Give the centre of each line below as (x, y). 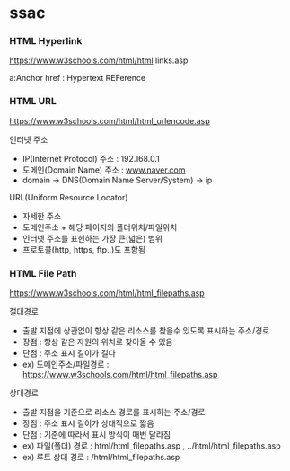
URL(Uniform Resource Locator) (69, 197)
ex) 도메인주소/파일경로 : (66, 364)
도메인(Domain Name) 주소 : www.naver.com (104, 170)
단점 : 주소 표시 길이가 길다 (69, 353)
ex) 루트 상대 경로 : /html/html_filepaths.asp (101, 458)
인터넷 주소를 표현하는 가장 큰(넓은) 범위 (92, 238)
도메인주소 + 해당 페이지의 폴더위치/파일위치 (100, 227)
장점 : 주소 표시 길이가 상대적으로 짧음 (88, 423)
